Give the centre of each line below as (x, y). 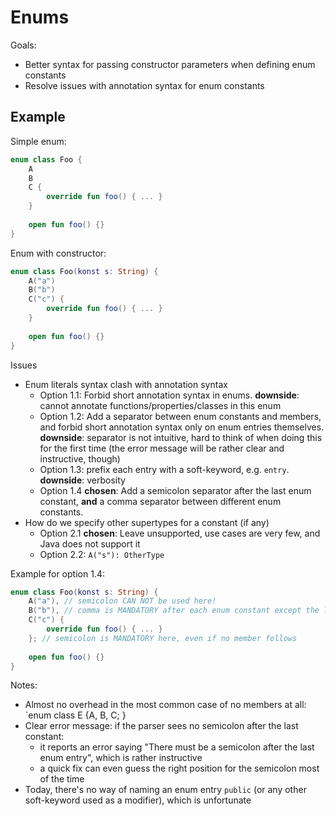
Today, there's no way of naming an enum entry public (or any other (165, 790)
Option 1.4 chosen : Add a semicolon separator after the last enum (175, 490)
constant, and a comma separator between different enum (160, 501)
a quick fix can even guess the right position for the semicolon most (179, 768)
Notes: (24, 685)
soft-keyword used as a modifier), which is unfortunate (138, 800)
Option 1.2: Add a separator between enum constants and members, (180, 416)
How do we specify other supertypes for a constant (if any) (147, 522)
